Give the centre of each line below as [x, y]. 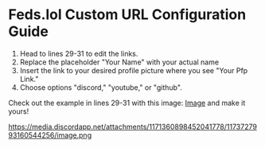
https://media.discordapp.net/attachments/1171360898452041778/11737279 [132, 127]
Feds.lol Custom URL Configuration [127, 15]
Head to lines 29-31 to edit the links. [79, 53]
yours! [19, 111]
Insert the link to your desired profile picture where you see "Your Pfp [134, 70]
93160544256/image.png [50, 135]
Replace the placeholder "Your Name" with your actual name [119, 62]
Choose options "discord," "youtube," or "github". [101, 87]
